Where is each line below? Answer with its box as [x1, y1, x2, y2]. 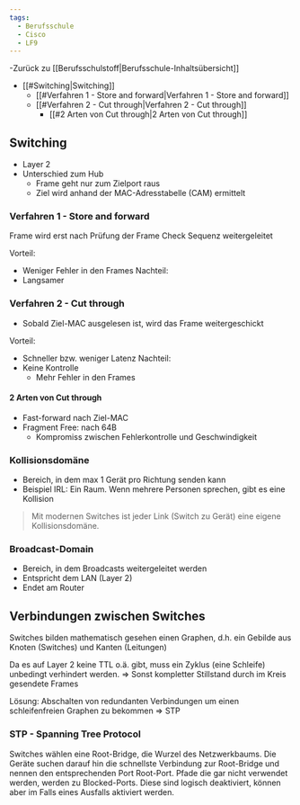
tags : [9, 13, 30, 22]
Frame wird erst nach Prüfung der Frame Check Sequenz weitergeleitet [9, 230, 274, 241]
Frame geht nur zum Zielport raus [35, 178, 160, 189]
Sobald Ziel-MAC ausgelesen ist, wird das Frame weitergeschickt [22, 318, 264, 328]
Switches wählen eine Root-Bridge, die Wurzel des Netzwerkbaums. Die [9, 748, 277, 759]
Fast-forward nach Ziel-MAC [22, 412, 128, 423]
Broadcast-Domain [9, 543, 94, 556]
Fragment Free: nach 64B [22, 422, 118, 433]
